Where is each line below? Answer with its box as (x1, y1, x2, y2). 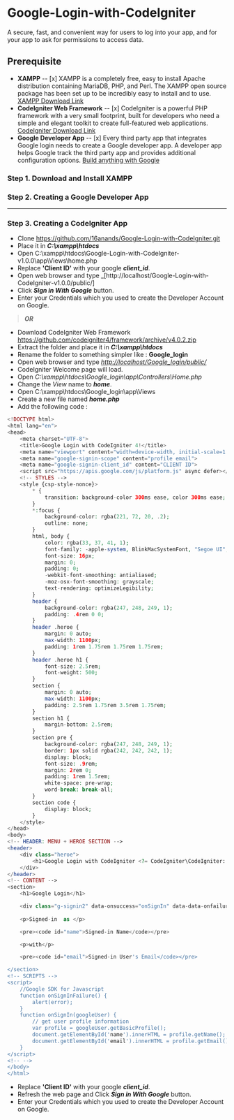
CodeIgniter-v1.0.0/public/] (17, 279, 95, 287)
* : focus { (32, 507, 61, 514)
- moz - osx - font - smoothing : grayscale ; (44, 579, 155, 586)
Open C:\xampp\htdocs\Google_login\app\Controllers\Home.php (17, 372, 202, 381)
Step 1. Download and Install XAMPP (7, 173, 133, 183)
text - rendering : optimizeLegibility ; (44, 585, 155, 592)
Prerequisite (7, 56, 62, 68)
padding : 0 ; (44, 565, 79, 572)
